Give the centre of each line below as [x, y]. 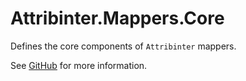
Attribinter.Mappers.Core [117, 18]
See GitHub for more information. [79, 65]
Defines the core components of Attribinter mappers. [123, 46]
